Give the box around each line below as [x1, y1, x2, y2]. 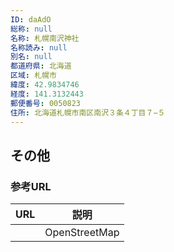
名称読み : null [10, 42, 68, 53]
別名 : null [10, 52, 53, 62]
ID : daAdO [10, 14, 52, 25]
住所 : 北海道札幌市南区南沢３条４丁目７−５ [10, 107, 166, 118]
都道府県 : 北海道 [10, 61, 72, 71]
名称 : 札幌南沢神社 [10, 33, 80, 43]
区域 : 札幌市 [10, 71, 57, 81]
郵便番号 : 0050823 [10, 98, 82, 108]
